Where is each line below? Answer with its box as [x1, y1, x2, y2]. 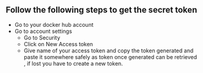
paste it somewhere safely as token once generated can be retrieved [23, 53, 197, 60]
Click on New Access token [23, 40, 93, 47]
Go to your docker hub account [14, 21, 94, 28]
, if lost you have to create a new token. [23, 60, 124, 67]
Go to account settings [14, 27, 73, 35]
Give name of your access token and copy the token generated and [23, 47, 194, 54]
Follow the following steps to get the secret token [6, 5, 197, 15]
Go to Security [23, 33, 61, 41]
